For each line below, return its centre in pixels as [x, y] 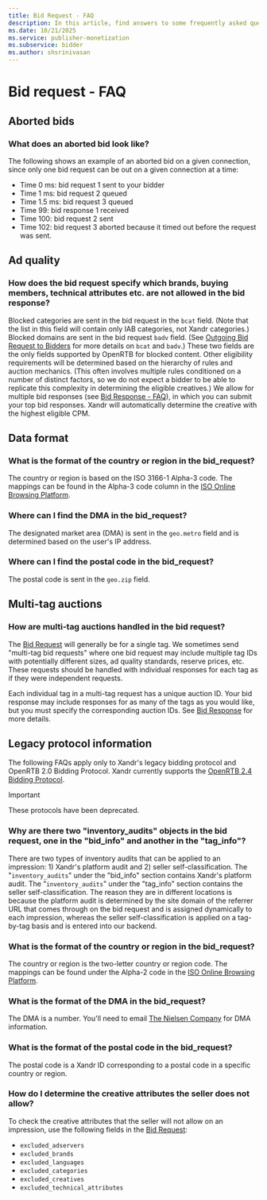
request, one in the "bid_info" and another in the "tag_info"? [127, 841]
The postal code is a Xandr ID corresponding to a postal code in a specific [130, 1065]
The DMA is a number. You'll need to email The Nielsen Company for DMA [130, 1019]
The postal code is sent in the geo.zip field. [79, 579]
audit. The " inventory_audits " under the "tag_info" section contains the [126, 884]
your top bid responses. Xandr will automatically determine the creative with [133, 405]
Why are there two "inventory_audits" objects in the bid [118, 831]
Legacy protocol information [80, 743]
